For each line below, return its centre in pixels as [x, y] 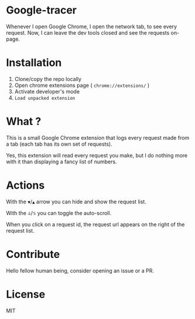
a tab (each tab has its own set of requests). [59, 144]
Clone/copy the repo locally [48, 79]
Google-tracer [42, 10]
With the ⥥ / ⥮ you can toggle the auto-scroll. [59, 213]
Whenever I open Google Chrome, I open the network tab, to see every [92, 26]
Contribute [33, 254]
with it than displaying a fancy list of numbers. [61, 162]
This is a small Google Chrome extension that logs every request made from [98, 137]
